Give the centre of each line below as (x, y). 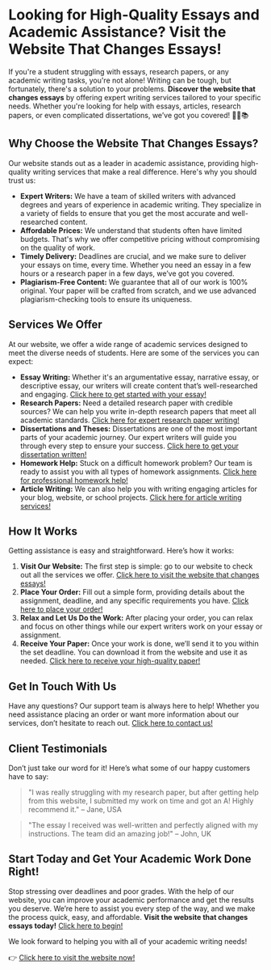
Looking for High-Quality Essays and (134, 15)
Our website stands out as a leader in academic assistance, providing (124, 163)
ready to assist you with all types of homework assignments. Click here (138, 472)
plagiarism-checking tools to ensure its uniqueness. (106, 299)
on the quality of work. (57, 248)
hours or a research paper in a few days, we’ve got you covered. (127, 273)
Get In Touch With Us (63, 686)
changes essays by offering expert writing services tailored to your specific (135, 97)
